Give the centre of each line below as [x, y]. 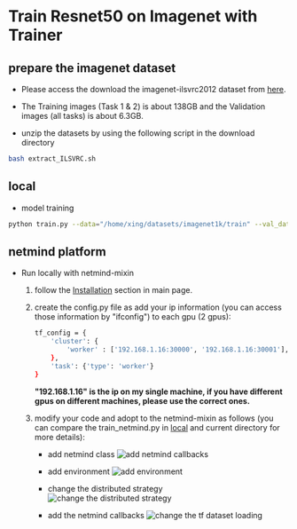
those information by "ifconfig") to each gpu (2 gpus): [133, 317]
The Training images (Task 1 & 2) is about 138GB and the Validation [143, 107]
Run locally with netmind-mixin [78, 273]
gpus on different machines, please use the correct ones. [142, 400]
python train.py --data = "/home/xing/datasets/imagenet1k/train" [129, 224]
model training [47, 208]
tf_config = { [60, 333]
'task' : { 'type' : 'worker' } [102, 366]
